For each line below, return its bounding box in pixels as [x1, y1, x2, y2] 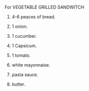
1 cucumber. [11, 33, 37, 39]
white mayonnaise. [11, 62, 50, 68]
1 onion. [11, 23, 28, 29]
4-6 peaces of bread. [11, 14, 56, 19]
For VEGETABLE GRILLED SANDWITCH [4, 4, 85, 10]
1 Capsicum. [11, 43, 37, 49]
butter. [11, 82, 26, 87]
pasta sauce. [11, 72, 38, 78]
